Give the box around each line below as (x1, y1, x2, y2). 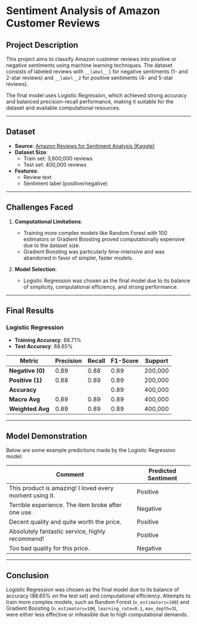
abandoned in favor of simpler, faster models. (23, 254, 134, 261)
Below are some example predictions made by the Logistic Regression (6, 447, 176, 454)
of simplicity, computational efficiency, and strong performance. (23, 283, 179, 290)
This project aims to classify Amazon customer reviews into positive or (6, 56, 177, 62)
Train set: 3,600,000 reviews (23, 154, 93, 162)
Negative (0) (9, 367, 45, 375)
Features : (14, 167, 39, 174)
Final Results (6, 306, 55, 316)
